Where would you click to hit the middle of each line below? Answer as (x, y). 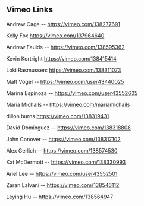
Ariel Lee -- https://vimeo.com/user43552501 (62, 173)
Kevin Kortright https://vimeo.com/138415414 (62, 58)
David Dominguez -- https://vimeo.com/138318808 (68, 128)
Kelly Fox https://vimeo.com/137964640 (55, 36)
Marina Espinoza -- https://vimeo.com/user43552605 (72, 93)
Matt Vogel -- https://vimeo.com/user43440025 (65, 81)
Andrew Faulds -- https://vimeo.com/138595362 (65, 47)
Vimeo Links (30, 10)
